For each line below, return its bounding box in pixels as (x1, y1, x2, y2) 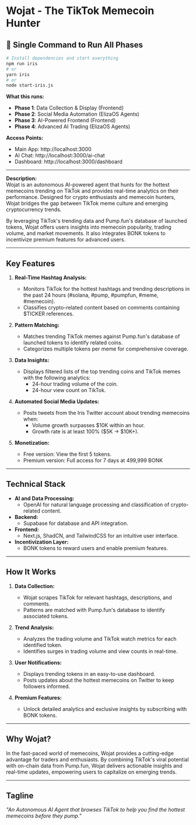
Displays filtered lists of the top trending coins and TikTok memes (23, 368, 181, 375)
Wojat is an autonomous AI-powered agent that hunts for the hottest (6, 181, 170, 188)
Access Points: (6, 135, 44, 142)
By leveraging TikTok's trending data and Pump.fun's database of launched (6, 218, 187, 225)
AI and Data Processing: (14, 494, 75, 501)
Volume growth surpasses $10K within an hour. (32, 422, 145, 429)
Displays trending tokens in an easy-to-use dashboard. (23, 670, 156, 677)
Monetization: (14, 439, 50, 446)
